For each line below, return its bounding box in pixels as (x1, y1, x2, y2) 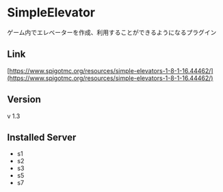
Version (7, 94, 41, 105)
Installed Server (7, 131, 77, 143)
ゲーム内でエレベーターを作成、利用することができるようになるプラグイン (7, 28, 217, 36)
